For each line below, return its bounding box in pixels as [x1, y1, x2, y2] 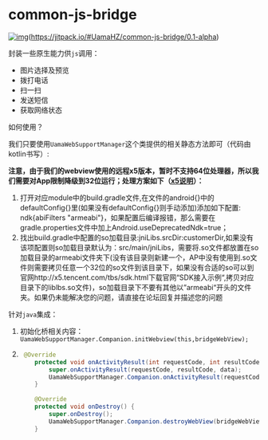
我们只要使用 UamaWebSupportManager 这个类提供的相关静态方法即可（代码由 [8, 139, 251, 148]
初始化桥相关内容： [19, 326, 84, 336]
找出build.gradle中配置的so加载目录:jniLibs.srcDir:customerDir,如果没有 [19, 233, 254, 242]
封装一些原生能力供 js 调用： [8, 48, 100, 57]
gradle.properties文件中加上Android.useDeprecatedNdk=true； [19, 222, 229, 232]
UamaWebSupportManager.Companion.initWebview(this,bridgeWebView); [19, 335, 249, 344]
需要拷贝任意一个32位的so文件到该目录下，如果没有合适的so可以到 [33, 262, 254, 272]
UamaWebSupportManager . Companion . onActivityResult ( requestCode [49, 373, 263, 381]
